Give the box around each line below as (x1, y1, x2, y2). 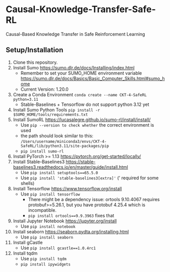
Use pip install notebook (20, 223, 76, 229)
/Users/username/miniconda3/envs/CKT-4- (20, 139, 107, 144)
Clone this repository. (13, 59, 58, 65)
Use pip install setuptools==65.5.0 (20, 169, 98, 175)
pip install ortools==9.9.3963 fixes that (28, 212, 115, 218)
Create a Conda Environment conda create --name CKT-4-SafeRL (13, 91, 147, 97)
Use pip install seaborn (20, 234, 74, 240)
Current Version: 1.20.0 (20, 86, 69, 92)
